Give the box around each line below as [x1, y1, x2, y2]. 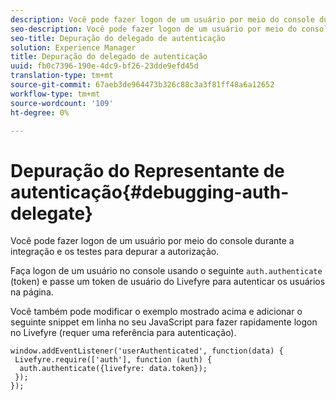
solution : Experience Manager [10, 42, 137, 53]
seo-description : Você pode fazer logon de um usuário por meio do [10, 24, 298, 34]
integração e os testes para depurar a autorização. [10, 246, 220, 258]
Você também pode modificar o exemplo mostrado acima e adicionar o [10, 306, 303, 318]
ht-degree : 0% [10, 107, 70, 118]
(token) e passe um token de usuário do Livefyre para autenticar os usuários [10, 276, 326, 288]
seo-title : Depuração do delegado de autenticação [10, 33, 226, 43]
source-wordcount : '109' [10, 98, 114, 108]
